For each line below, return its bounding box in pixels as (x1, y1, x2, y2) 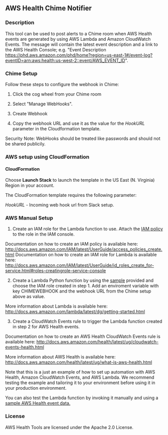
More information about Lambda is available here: (5, 303, 108, 309)
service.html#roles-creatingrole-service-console (5, 268, 106, 274)
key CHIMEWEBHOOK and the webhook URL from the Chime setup (12, 288, 151, 294)
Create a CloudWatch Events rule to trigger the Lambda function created (12, 318, 162, 324)
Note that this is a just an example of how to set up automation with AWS (5, 369, 155, 375)
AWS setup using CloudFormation (5, 153, 90, 160)
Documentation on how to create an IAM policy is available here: (5, 241, 138, 247)
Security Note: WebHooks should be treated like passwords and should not (5, 135, 160, 141)
